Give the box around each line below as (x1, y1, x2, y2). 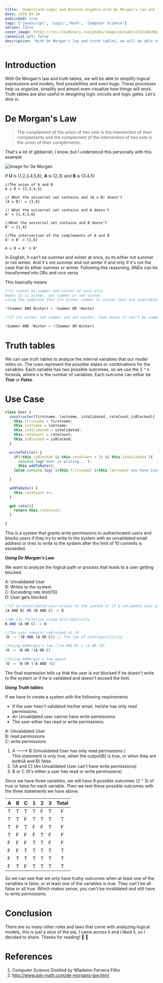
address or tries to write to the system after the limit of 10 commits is (5, 540, 142, 546)
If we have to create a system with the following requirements (5, 694, 129, 699)
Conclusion (5, 907, 52, 919)
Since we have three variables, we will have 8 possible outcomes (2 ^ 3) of (5, 777, 154, 783)
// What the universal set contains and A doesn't (5, 207, 110, 212)
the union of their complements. (16, 139, 81, 145)
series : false (5, 25, 34, 30)
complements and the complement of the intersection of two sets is (16, 134, 152, 140)
